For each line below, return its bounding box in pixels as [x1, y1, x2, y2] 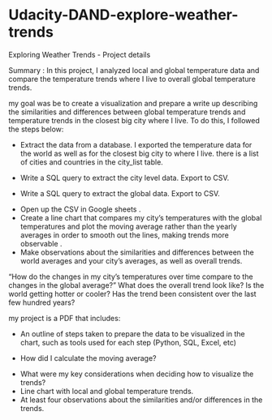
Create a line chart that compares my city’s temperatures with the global [19, 212, 262, 222]
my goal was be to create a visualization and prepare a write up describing [8, 98, 258, 108]
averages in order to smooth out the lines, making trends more [19, 229, 229, 240]
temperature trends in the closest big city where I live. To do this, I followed [8, 115, 260, 125]
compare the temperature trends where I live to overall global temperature [8, 74, 256, 84]
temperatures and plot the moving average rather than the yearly [19, 221, 237, 231]
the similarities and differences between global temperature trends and [8, 107, 246, 117]
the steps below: [8, 124, 64, 134]
